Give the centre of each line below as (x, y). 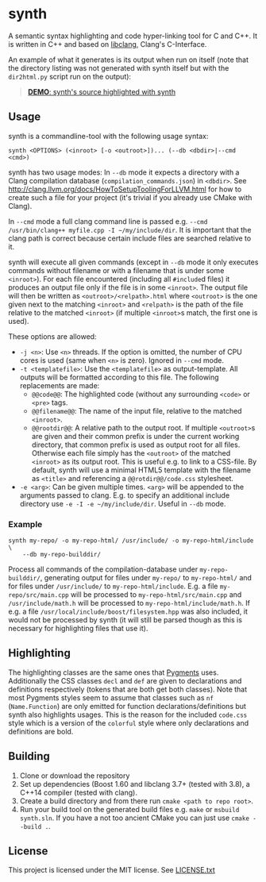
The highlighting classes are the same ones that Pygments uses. (114, 672)
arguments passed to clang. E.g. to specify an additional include (125, 495)
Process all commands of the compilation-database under (103, 569)
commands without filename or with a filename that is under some (116, 270)
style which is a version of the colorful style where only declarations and (129, 722)
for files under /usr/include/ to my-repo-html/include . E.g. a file (113, 586)
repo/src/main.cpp (39, 595)
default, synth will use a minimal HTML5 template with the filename (141, 470)
